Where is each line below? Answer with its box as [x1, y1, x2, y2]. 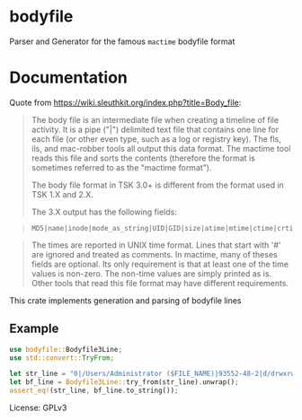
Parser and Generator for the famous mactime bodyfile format [9, 36, 235, 47]
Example [9, 321, 59, 337]
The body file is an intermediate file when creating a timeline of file [31, 114, 280, 125]
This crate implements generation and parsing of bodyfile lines [9, 294, 242, 306]
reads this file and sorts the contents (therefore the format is [31, 153, 256, 163]
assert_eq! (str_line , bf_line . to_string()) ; [9, 386, 179, 396]
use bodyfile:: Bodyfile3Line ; [9, 345, 123, 354]
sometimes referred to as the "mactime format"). [31, 162, 212, 172]
